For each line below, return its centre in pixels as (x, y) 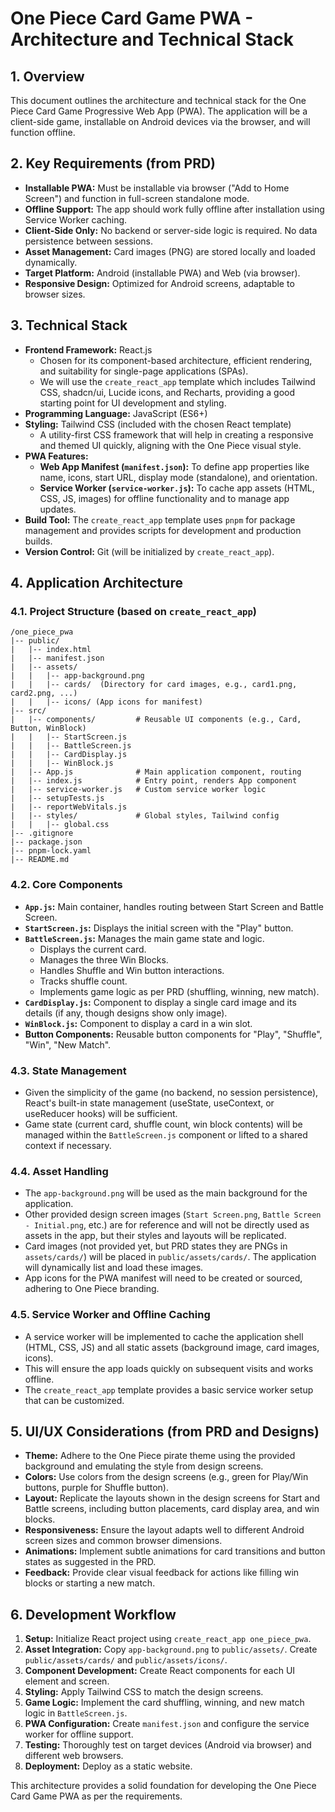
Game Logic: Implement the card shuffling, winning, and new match (164, 1703)
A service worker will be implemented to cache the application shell (164, 1336)
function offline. (43, 132)
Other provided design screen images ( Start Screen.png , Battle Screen (173, 1214)
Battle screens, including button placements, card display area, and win (172, 1509)
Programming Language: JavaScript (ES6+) (116, 413)
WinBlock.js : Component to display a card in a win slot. (138, 1023)
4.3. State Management (68, 1070)
